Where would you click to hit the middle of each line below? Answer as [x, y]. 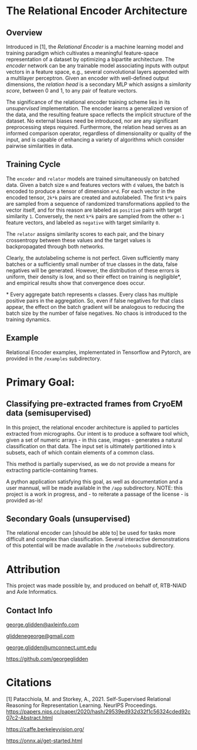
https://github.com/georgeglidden [47, 659]
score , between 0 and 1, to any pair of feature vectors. [72, 91]
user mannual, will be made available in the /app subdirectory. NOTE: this [95, 488]
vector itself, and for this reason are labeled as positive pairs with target [94, 210]
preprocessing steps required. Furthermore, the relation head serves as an [96, 127]
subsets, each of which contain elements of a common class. [80, 452]
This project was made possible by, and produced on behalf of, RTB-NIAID [96, 585]
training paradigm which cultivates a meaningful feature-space [82, 53]
